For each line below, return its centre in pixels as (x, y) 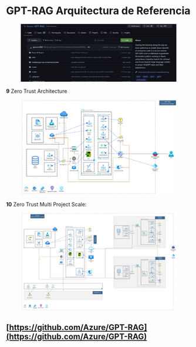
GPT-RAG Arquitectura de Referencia (98, 11)
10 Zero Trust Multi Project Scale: (46, 205)
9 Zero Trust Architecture (37, 91)
